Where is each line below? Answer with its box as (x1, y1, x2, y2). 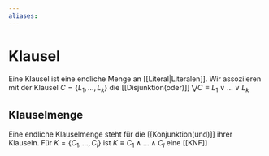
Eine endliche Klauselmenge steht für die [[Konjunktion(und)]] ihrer (8, 129, 233, 139)
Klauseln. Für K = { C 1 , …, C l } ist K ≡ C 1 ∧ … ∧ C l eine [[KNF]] (8, 138, 208, 149)
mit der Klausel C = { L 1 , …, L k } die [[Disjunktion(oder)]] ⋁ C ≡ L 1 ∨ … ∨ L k (8, 82, 249, 94)
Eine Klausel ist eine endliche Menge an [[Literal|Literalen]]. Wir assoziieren (8, 74, 262, 84)
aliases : (8, 11, 38, 20)
